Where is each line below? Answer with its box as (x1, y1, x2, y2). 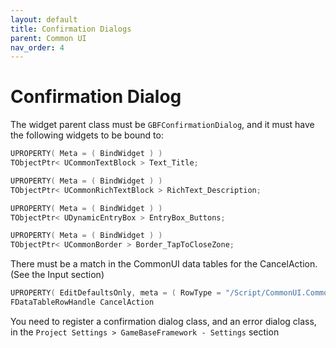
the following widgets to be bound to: (10, 129, 164, 141)
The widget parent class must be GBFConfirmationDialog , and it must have (10, 119, 315, 131)
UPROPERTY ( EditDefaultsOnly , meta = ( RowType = (10, 288, 222, 298)
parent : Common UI (10, 33, 87, 43)
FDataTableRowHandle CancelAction (10, 297, 155, 308)
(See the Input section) (10, 269, 105, 281)
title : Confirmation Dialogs (10, 24, 132, 34)
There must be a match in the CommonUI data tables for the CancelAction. (10, 258, 318, 270)
